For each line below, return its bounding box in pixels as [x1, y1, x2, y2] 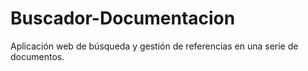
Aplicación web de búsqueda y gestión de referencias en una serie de [10, 40, 299, 52]
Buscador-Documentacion [10, 7, 236, 30]
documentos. [10, 50, 65, 62]
